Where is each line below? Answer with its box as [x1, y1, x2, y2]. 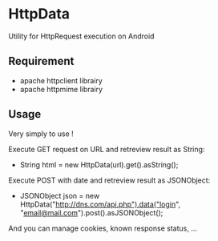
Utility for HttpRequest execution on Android [8, 31, 155, 41]
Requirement [8, 54, 75, 68]
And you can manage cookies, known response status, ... [8, 223, 198, 233]
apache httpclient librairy [19, 75, 103, 85]
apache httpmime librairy [19, 84, 103, 94]
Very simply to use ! [8, 129, 74, 139]
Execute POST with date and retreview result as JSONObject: [8, 175, 211, 185]
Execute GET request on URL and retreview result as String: [8, 144, 205, 154]
